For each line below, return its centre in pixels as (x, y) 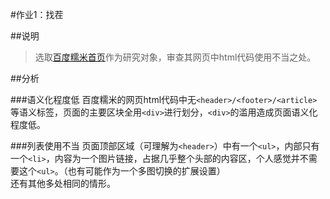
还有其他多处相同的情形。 (63, 183)
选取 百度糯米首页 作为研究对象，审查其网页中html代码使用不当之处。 (175, 57)
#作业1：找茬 (37, 14)
